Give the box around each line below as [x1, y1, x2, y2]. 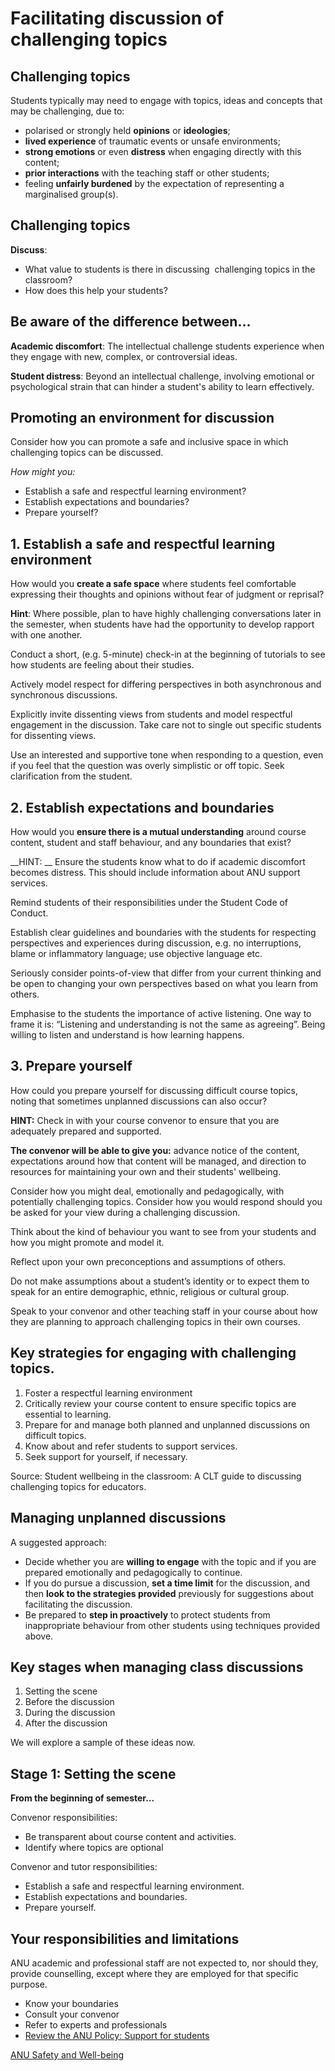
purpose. [10, 1978, 48, 1990]
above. [24, 1630, 54, 1642]
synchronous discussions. [10, 689, 118, 701]
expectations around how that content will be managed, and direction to [10, 1155, 307, 1167]
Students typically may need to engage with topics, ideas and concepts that [10, 95, 323, 106]
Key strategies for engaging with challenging [10, 1345, 297, 1362]
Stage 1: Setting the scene [10, 1765, 177, 1782]
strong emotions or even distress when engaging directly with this [24, 146, 302, 157]
